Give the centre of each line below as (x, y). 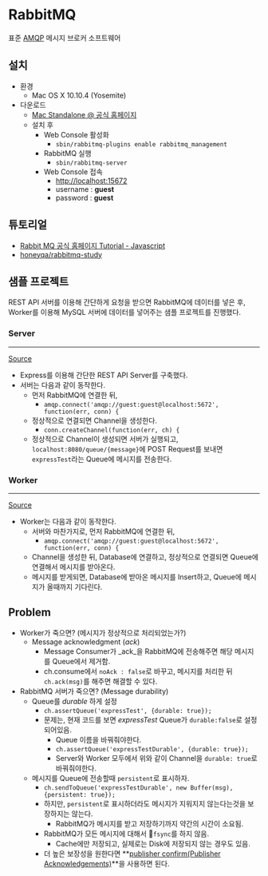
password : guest (85, 197)
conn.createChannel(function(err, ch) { (112, 430)
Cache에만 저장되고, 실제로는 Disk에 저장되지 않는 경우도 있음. (153, 843)
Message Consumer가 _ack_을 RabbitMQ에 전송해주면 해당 (138, 651)
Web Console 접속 (73, 171)
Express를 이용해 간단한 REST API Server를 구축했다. (104, 375)
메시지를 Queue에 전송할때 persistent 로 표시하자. (110, 778)
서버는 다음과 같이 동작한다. (63, 384)
